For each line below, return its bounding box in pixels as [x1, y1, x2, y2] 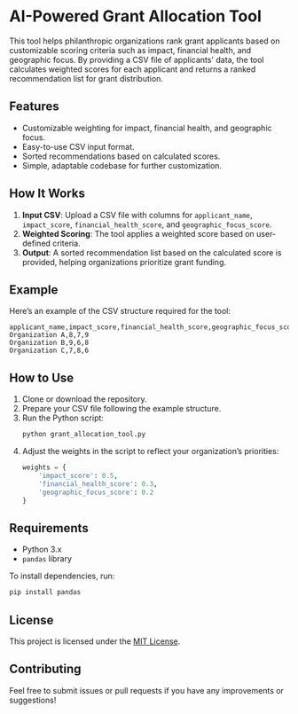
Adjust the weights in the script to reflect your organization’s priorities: [21, 446, 279, 457]
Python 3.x [21, 544, 62, 555]
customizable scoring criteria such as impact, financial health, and [9, 44, 252, 55]
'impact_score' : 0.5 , [38, 471, 118, 480]
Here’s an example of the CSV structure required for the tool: [9, 306, 231, 317]
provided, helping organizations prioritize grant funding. [21, 256, 227, 267]
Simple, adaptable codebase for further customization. [21, 160, 223, 170]
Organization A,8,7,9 [9, 331, 90, 340]
